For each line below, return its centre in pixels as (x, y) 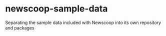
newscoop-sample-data (56, 9)
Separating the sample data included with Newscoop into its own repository (83, 22)
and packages (20, 27)
